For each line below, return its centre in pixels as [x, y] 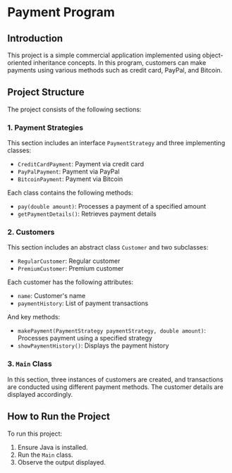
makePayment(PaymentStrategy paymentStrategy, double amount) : [112, 331]
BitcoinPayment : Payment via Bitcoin [70, 179]
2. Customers [31, 232]
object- [213, 55]
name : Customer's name [51, 296]
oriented [19, 63]
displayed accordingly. [40, 394]
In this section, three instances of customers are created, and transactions [115, 379]
